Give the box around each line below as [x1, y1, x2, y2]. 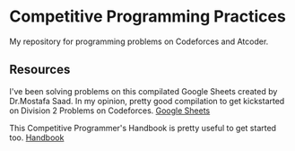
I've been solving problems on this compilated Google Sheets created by [9, 85, 278, 96]
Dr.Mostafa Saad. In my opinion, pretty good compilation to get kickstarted [9, 95, 285, 106]
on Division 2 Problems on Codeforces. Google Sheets [9, 105, 211, 116]
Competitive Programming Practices [9, 6, 287, 27]
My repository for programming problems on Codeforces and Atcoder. [9, 36, 269, 47]
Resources [9, 62, 71, 77]
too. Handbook [9, 132, 65, 143]
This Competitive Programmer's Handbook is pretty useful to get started [9, 122, 276, 133]
